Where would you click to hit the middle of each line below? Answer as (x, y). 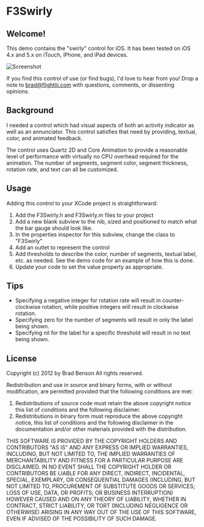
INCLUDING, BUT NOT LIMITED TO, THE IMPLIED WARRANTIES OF (91, 454)
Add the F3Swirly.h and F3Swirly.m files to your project (84, 215)
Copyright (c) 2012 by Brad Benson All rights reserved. (75, 373)
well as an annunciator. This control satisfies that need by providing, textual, (102, 132)
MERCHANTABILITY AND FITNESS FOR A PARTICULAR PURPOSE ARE (95, 461)
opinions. (18, 91)
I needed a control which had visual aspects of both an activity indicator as (100, 125)
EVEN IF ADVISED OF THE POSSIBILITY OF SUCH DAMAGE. (82, 518)
